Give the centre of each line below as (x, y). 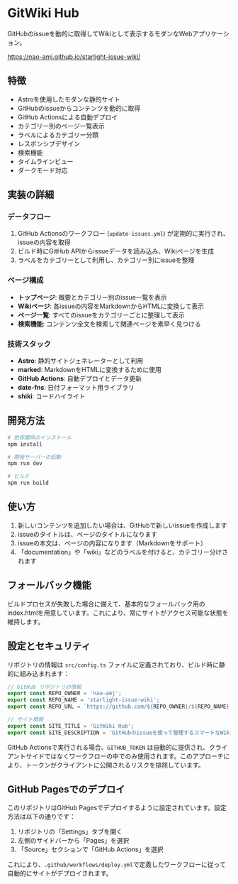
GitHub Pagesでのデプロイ (66, 790)
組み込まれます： (44, 673)
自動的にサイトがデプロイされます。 (60, 873)
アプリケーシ (211, 33)
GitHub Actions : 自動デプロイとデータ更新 (79, 378)
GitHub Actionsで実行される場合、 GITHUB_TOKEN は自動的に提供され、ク (112, 747)
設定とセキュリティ (49, 646)
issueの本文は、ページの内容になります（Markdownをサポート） (112, 543)
